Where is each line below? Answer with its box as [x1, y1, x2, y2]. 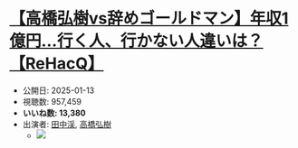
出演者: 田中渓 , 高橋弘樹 [22, 118, 111, 129]
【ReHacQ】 [9, 53, 104, 74]
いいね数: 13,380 [22, 107, 86, 118]
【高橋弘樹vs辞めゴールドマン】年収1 [9, 8, 289, 29]
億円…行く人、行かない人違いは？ [9, 31, 264, 51]
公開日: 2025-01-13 [22, 85, 95, 96]
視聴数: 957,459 [22, 96, 82, 106]
